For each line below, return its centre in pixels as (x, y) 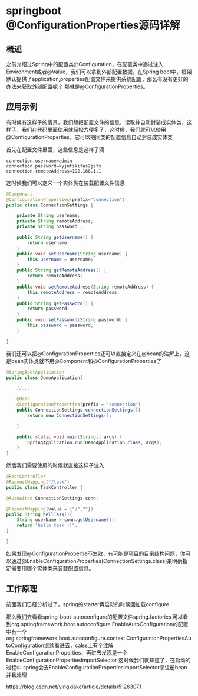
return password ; (48, 309)
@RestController (26, 477)
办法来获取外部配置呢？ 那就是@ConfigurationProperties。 (77, 86)
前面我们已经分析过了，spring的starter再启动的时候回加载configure (88, 604)
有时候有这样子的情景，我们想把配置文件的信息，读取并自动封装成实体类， (96, 122)
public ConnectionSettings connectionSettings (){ (79, 410)
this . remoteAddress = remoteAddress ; (73, 292)
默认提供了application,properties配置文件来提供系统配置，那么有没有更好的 (97, 79)
